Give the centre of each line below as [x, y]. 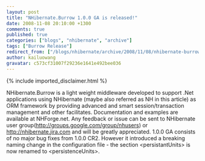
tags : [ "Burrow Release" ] [39, 47]
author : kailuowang [31, 58]
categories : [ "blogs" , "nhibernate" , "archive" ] [69, 40]
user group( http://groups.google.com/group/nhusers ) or [77, 125]
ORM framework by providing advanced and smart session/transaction [95, 105]
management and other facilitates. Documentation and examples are [92, 112]
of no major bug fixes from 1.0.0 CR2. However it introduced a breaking [96, 138]
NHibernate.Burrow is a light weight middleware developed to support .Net [100, 92]
